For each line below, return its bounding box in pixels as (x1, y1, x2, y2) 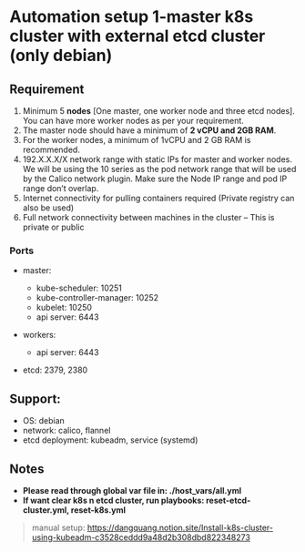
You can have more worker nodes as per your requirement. (22, 116, 244, 126)
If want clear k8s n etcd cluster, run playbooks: (22, 495, 205, 506)
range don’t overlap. (22, 183, 99, 193)
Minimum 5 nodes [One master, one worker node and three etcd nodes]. (22, 106, 296, 116)
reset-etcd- (206, 495, 251, 506)
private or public (22, 221, 85, 232)
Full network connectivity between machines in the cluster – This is (22, 212, 275, 222)
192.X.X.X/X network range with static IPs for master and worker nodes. (22, 154, 293, 165)
